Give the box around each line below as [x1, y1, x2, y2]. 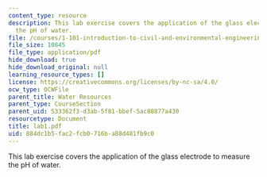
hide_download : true [8, 56, 77, 64]
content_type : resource [8, 11, 87, 20]
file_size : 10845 [8, 41, 66, 49]
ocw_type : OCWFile [8, 85, 69, 94]
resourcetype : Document [8, 115, 87, 123]
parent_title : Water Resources [8, 93, 112, 101]
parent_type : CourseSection [8, 100, 102, 108]
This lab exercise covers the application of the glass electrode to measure [8, 152, 250, 161]
